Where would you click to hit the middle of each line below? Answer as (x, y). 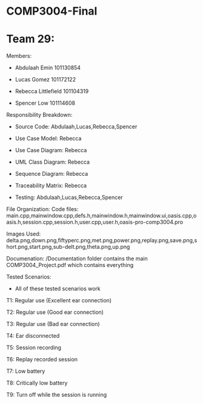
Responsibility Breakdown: (39, 115)
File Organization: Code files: (42, 209)
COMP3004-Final (52, 11)
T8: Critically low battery (37, 383)
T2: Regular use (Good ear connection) (55, 312)
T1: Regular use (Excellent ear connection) (59, 301)
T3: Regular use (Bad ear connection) (53, 324)
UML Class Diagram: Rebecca (52, 162)
